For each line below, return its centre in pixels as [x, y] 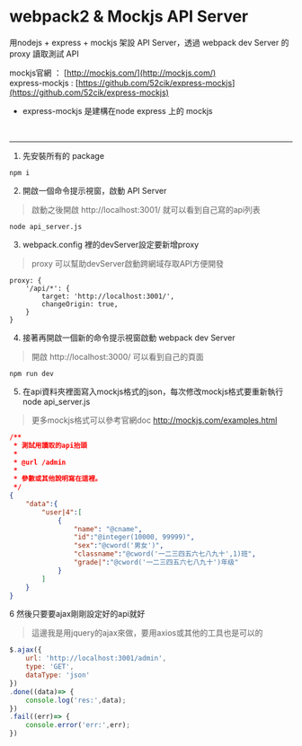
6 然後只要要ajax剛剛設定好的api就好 [77, 614]
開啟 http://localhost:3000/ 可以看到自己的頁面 [117, 356]
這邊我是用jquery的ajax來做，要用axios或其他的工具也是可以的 [147, 633]
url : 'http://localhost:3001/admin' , [96, 658]
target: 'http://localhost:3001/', [108, 296]
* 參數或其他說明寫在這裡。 [58, 479]
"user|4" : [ [62, 512]
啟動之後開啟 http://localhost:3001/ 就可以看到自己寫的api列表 [146, 209]
